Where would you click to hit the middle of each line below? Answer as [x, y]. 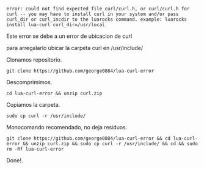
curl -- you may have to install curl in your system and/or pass [93, 14]
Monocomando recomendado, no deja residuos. [67, 127]
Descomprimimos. [29, 82]
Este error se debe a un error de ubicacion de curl [69, 36]
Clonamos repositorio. [34, 60]
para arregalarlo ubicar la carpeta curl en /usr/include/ [75, 48]
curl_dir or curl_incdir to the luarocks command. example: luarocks [97, 20]
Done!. [15, 160]
